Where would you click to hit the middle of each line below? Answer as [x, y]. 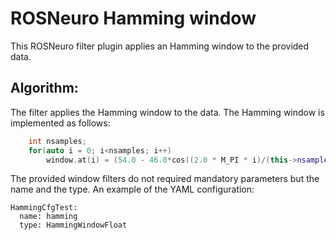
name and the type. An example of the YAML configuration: [132, 189]
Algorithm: [44, 88]
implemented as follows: [60, 123]
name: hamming [48, 217]
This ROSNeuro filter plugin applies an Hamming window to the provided [160, 46]
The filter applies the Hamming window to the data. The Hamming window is [167, 112]
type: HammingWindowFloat [73, 225]
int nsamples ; [57, 141]
